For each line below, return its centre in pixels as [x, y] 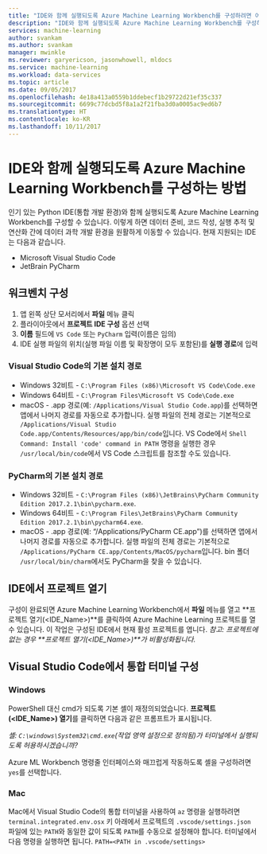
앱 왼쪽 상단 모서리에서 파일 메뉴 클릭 [77, 314]
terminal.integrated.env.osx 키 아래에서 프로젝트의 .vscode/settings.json [130, 821]
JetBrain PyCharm [50, 266]
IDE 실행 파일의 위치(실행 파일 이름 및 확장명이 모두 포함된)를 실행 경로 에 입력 [139, 344]
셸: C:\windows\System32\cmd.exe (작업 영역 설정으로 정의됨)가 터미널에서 [122, 735]
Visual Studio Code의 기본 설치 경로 [75, 366]
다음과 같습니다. [41, 242]
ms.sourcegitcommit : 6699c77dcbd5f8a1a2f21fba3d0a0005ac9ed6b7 [115, 104]
